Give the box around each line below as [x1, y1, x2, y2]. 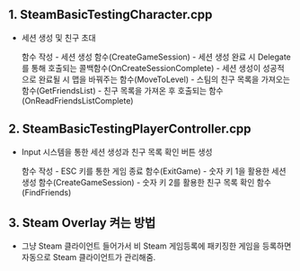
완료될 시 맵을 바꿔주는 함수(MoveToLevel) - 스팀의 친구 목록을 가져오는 [38, 74, 291, 85]
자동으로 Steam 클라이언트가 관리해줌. [21, 252, 156, 263]
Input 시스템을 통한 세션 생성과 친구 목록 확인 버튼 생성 [21, 146, 213, 157]
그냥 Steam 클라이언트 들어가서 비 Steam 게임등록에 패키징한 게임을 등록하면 [21, 240, 292, 251]
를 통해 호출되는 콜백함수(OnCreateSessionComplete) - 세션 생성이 [21, 62, 261, 73]
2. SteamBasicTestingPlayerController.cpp [8, 122, 252, 137]
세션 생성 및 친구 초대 [21, 32, 96, 43]
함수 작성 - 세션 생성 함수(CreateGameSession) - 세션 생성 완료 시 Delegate [21, 51, 291, 62]
